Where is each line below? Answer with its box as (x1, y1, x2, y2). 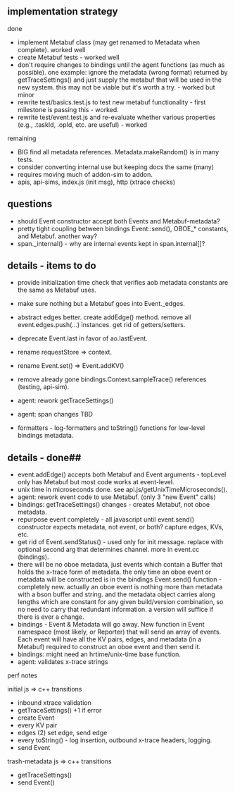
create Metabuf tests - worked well (17, 53, 120, 61)
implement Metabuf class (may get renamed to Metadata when (17, 38, 201, 47)
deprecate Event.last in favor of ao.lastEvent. (17, 334, 148, 343)
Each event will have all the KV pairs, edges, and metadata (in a (17, 635, 202, 644)
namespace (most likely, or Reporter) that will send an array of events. (17, 627, 222, 637)
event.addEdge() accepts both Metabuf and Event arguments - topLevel (17, 470, 227, 479)
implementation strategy (7, 6, 118, 18)
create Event (17, 713, 55, 722)
